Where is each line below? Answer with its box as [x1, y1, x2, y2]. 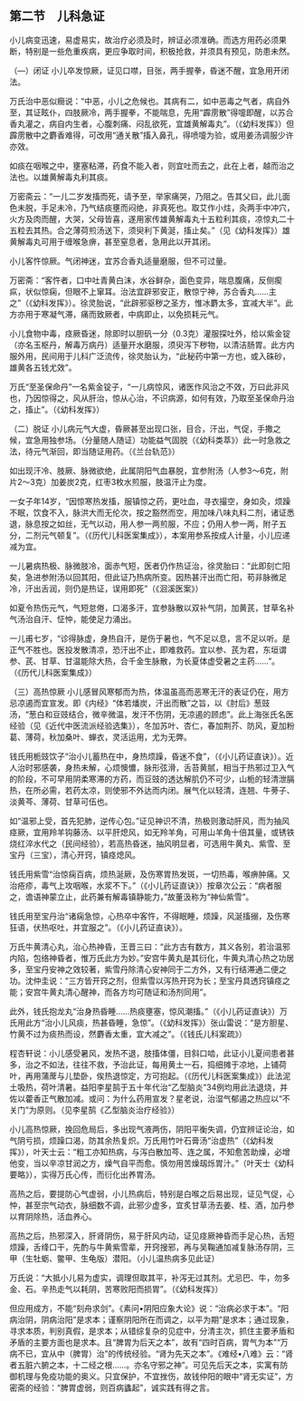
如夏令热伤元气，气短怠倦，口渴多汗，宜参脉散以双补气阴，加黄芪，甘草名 [9, 602, 287, 613]
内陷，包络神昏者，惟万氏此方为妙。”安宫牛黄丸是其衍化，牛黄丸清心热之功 [9, 952, 287, 963]
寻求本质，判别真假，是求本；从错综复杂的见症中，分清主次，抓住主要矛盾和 [9, 1325, 295, 1336]
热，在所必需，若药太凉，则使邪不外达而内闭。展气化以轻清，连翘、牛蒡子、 [9, 784, 295, 795]
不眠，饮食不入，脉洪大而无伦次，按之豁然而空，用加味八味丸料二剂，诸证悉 [9, 507, 295, 518]
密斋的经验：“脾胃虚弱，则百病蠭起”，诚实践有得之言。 [9, 1382, 215, 1393]
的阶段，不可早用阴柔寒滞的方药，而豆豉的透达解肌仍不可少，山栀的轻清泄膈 [9, 773, 295, 784]
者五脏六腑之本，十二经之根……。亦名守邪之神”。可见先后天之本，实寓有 [9, 1359, 280, 1370]
